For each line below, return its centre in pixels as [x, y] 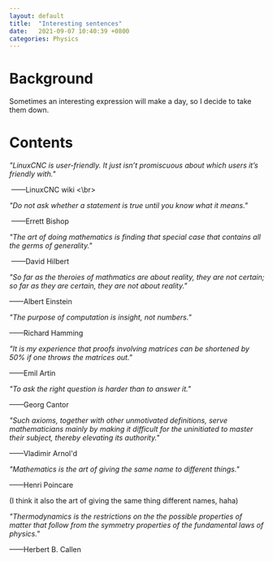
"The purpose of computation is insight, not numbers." [100, 317]
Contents [41, 143]
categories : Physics [44, 39]
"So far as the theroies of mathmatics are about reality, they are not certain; [137, 277]
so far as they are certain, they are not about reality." [98, 286]
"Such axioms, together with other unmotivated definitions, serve [119, 420]
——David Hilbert [40, 262]
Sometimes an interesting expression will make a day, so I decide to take [130, 102]
